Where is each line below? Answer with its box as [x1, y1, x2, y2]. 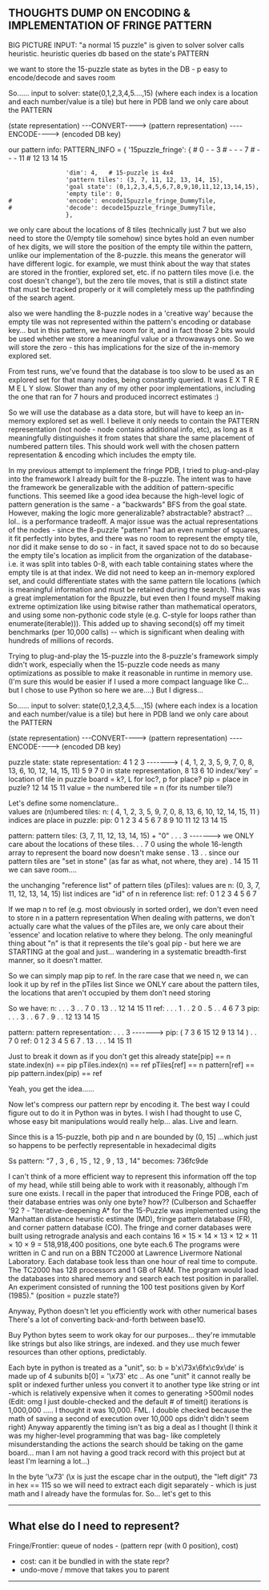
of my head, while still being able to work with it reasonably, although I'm [8, 1180, 249, 1190]
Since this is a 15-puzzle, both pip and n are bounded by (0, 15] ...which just [8, 1132, 258, 1142]
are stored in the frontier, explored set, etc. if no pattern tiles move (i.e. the [8, 267, 255, 277]
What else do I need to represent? [8, 1520, 180, 1533]
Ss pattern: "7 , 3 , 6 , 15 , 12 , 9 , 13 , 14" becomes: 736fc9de [8, 1156, 209, 1166]
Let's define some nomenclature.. [8, 798, 119, 808]
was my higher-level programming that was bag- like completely [8, 1431, 221, 1440]
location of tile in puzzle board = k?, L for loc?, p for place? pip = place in [8, 774, 249, 784]
